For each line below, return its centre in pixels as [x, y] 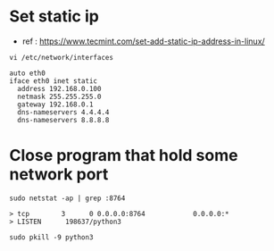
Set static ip [54, 17]
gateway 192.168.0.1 [55, 105]
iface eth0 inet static [54, 81]
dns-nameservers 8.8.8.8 [63, 120]
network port [59, 175]
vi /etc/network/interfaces [62, 57]
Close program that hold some [124, 156]
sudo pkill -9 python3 [51, 237]
